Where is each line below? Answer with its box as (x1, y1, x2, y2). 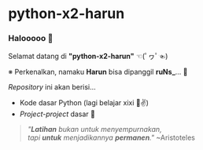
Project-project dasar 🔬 (19, 109, 96, 119)
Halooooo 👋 (8, 33, 54, 44)
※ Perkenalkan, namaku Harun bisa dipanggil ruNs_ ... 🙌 (8, 68, 188, 77)
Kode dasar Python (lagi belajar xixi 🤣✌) (19, 98, 149, 108)
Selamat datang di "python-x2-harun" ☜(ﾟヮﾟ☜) (8, 52, 168, 61)
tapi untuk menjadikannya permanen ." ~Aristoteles (27, 133, 195, 142)
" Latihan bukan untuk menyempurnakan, (27, 125, 163, 134)
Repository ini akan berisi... (8, 82, 96, 92)
